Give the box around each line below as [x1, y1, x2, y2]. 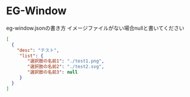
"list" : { [19, 53, 44, 59]
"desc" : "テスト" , [17, 47, 60, 53]
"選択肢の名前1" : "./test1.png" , [27, 58, 105, 64]
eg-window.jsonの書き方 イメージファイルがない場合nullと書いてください [6, 24, 185, 31]
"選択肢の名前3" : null [27, 69, 78, 75]
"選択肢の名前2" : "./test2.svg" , [27, 64, 105, 70]
